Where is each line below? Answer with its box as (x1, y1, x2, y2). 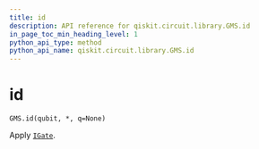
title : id (9, 12, 47, 22)
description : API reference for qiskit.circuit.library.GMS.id (9, 21, 251, 30)
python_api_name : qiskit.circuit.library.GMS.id (9, 46, 194, 55)
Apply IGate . (9, 130, 56, 141)
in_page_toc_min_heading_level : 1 (9, 29, 139, 38)
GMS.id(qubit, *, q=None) (9, 114, 106, 123)
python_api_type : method (9, 37, 102, 47)
